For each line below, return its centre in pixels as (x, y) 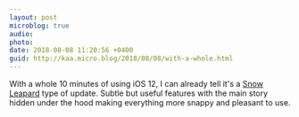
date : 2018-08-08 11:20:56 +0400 (71, 51)
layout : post (33, 17)
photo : (21, 42)
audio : (21, 34)
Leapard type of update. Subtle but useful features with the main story (139, 93)
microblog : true (39, 26)
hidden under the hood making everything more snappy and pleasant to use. (150, 102)
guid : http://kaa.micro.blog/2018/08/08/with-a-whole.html (121, 58)
